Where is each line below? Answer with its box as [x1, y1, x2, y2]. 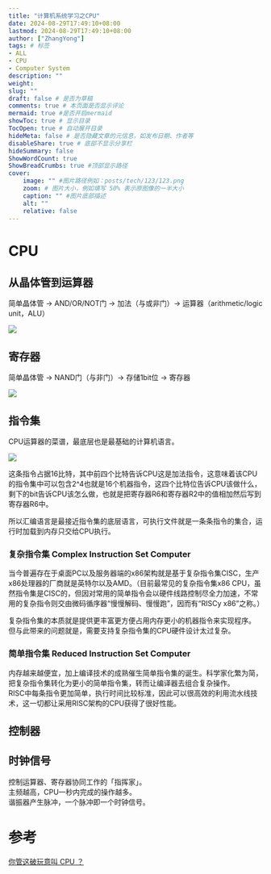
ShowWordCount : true [8, 154, 78, 162]
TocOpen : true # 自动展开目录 [8, 124, 102, 132]
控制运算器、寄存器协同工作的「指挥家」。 [8, 776, 147, 787]
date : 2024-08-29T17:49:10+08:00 [8, 19, 121, 27]
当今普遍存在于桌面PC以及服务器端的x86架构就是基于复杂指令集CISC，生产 [8, 568, 260, 578]
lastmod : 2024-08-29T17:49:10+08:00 [8, 27, 131, 35]
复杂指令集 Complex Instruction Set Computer [8, 548, 191, 559]
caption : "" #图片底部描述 [23, 191, 106, 200]
